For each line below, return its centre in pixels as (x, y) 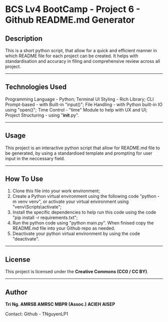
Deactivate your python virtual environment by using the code (76, 234)
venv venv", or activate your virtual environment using (73, 201)
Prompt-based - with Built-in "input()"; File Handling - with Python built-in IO (84, 104)
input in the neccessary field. (35, 158)
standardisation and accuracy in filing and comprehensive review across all (83, 61)
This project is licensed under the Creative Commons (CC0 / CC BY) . (77, 272)
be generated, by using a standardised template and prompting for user (79, 153)
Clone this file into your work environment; (56, 191)
